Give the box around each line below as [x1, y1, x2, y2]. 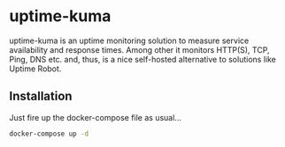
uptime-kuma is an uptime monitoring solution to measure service [9, 35, 250, 46]
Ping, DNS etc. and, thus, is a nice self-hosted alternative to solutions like [9, 54, 276, 64]
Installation [9, 89, 73, 104]
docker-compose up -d [9, 129, 89, 138]
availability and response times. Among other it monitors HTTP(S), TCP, [9, 44, 270, 55]
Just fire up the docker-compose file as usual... [9, 112, 181, 122]
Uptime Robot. [9, 63, 62, 74]
